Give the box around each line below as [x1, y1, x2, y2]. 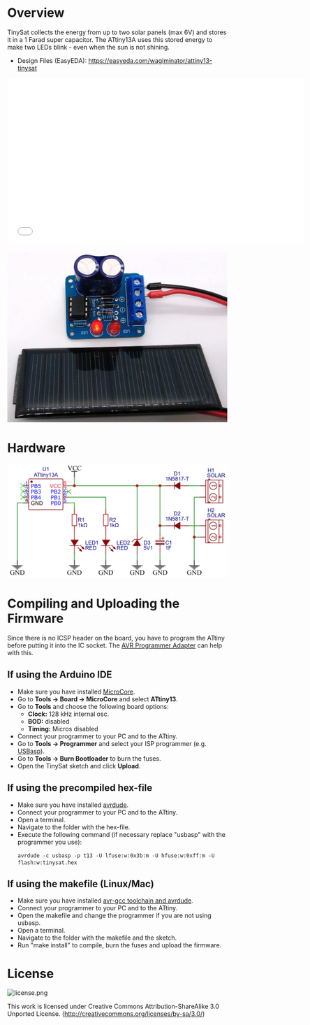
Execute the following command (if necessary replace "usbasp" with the [17, 830, 226, 838]
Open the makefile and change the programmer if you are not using [17, 911, 212, 920]
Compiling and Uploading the [7, 596, 180, 612]
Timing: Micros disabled [27, 724, 99, 733]
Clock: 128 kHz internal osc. [27, 710, 110, 718]
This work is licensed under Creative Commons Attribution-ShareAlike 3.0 [7, 1002, 220, 1011]
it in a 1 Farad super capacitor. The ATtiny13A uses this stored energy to [7, 35, 213, 43]
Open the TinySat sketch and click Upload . [17, 761, 141, 770]
